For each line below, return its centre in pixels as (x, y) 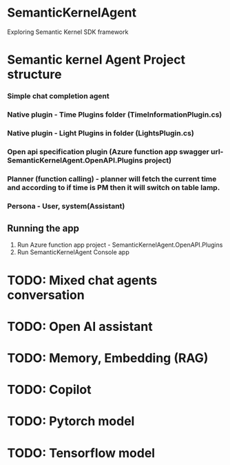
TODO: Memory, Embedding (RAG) (108, 358)
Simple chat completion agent (58, 96)
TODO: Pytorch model (71, 421)
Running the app (43, 228)
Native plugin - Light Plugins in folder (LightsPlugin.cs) (101, 133)
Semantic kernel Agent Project (96, 60)
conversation (46, 295)
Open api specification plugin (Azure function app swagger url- (115, 151)
